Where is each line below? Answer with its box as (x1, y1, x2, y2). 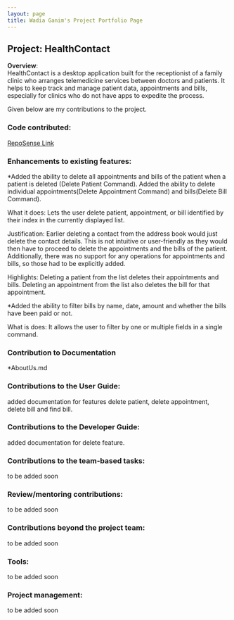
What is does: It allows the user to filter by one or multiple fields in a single (7, 322, 223, 331)
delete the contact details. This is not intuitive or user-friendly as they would (7, 236, 228, 245)
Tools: (7, 557, 30, 567)
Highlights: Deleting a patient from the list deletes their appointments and (7, 272, 219, 281)
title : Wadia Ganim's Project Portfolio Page (7, 17, 143, 24)
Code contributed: (7, 122, 72, 132)
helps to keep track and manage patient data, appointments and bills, (7, 84, 207, 92)
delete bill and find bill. (7, 405, 73, 413)
